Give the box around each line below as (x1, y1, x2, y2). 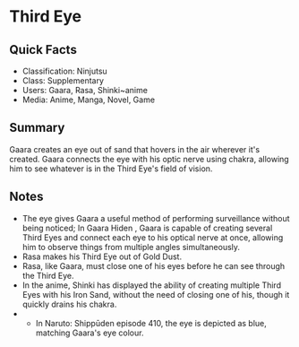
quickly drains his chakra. (21, 299, 117, 309)
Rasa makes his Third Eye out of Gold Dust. (21, 251, 182, 262)
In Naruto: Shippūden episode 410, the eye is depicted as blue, (35, 317, 267, 328)
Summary (9, 120, 65, 135)
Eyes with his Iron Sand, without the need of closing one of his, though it (21, 289, 290, 299)
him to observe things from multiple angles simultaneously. (21, 241, 240, 252)
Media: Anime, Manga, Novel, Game (21, 94, 155, 105)
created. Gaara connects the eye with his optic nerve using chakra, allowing (9, 153, 289, 164)
